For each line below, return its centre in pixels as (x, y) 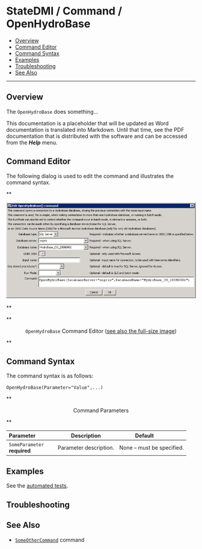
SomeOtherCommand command (50, 539)
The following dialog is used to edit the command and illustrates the (90, 176)
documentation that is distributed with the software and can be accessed (97, 136)
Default (145, 435)
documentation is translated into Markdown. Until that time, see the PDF (95, 129)
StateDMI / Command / (64, 11)
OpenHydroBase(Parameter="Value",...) (55, 388)
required (20, 451)
